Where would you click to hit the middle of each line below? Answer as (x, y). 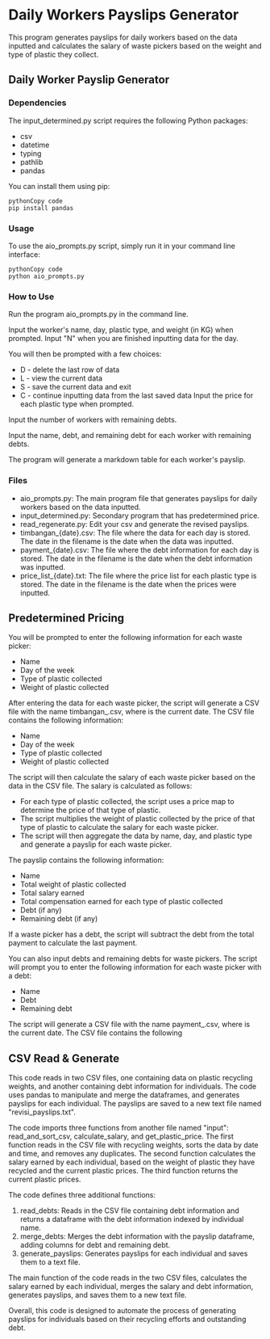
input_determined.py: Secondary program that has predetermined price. (139, 516)
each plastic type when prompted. (77, 404)
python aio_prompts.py (46, 276)
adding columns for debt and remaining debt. (95, 1245)
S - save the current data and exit (75, 387)
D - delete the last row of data (70, 370)
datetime (35, 145)
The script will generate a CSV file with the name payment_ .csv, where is (129, 1025)
